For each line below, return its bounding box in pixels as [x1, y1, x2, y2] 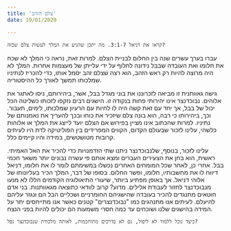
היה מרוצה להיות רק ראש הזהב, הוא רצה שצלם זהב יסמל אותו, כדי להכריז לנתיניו [7, 68, 214, 76]
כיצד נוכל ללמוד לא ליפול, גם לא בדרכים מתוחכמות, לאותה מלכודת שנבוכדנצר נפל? [7, 218, 198, 225]
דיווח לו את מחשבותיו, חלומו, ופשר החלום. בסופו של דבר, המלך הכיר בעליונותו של [7, 168, 219, 176]
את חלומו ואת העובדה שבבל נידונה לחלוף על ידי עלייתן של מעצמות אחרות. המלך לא [7, 61, 224, 69]
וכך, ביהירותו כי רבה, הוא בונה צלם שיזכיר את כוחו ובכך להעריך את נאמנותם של [7, 111, 211, 119]
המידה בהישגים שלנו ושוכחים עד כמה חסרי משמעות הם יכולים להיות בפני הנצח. [7, 204, 213, 213]
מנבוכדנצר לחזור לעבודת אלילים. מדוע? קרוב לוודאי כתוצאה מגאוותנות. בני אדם [7, 183, 212, 191]
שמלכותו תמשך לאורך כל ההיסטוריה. [7, 76, 102, 84]
